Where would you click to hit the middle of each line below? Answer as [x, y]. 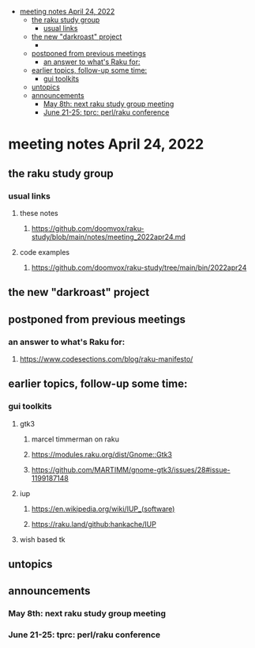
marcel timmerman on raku [75, 439]
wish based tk [42, 539]
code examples [44, 252]
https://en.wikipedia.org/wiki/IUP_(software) [103, 509]
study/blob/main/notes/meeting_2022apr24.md [108, 237]
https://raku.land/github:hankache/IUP [94, 524]
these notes [39, 213]
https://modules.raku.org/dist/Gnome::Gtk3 [101, 454]
